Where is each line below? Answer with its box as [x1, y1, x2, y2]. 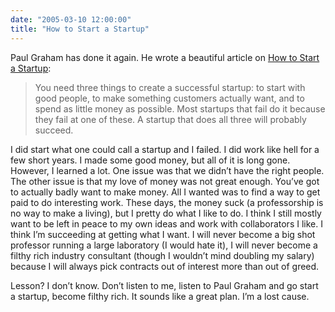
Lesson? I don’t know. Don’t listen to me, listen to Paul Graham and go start [10, 279, 319, 291]
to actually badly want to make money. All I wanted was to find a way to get [10, 186, 321, 198]
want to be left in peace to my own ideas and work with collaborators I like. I [10, 217, 323, 230]
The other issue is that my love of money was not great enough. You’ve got [10, 175, 320, 187]
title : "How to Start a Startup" [10, 24, 150, 34]
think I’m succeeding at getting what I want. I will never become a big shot [10, 228, 316, 240]
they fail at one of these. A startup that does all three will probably [34, 113, 307, 125]
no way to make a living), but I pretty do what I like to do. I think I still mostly [10, 207, 322, 219]
